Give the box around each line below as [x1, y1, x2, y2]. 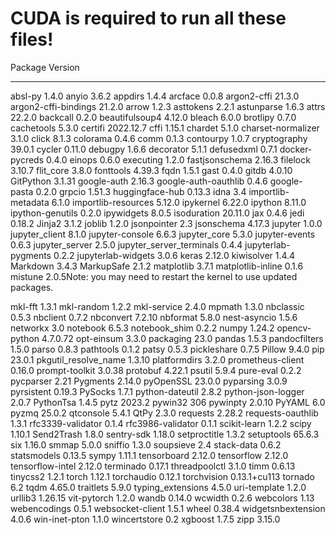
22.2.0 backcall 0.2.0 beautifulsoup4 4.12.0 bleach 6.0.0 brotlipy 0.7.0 [10, 111, 297, 123]
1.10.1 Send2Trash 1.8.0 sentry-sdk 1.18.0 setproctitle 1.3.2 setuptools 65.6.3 [10, 428, 320, 440]
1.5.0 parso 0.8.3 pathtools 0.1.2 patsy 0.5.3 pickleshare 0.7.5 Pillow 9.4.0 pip [10, 343, 325, 355]
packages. [10, 281, 54, 293]
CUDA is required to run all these [10, 7, 287, 30]
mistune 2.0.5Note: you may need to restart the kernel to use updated [10, 270, 298, 282]
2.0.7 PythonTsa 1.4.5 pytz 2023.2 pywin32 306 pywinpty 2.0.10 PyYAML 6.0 [10, 396, 326, 408]
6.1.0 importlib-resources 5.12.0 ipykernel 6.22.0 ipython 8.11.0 [51, 196, 307, 208]
